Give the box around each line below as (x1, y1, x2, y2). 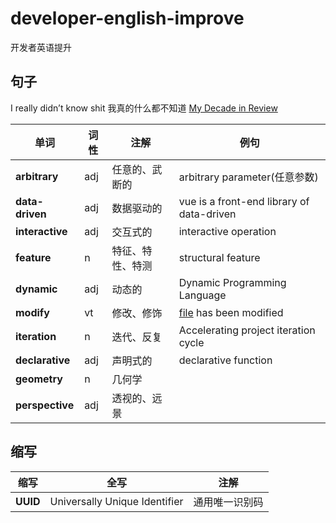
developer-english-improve (10, 7, 245, 30)
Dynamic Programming (178, 275, 287, 289)
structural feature (178, 250, 261, 264)
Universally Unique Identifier (49, 494, 184, 508)
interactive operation (178, 224, 277, 238)
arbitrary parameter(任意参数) (178, 170, 319, 184)
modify (15, 305, 50, 319)
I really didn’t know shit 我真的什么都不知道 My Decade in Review (10, 102, 278, 114)
